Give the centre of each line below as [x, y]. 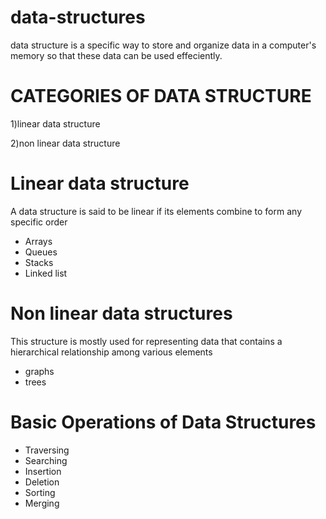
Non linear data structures [121, 313]
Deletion [42, 482]
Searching [46, 460]
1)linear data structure [55, 123]
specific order [39, 222]
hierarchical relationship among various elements [111, 352]
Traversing [47, 450]
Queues [41, 252]
